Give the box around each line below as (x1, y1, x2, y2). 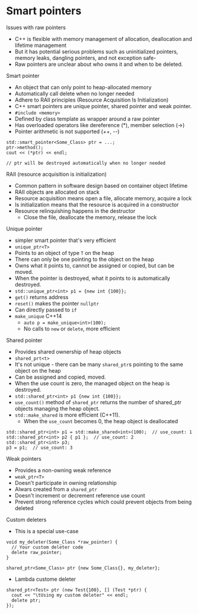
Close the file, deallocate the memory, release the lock (23, 213, 157, 221)
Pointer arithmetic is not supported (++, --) (14, 128, 120, 135)
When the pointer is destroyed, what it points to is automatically (14, 275, 171, 282)
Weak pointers (6, 455, 41, 462)
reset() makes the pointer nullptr (14, 300, 100, 307)
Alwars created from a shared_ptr (14, 486, 98, 493)
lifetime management (14, 42, 67, 49)
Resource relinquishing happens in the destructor (14, 207, 136, 215)
